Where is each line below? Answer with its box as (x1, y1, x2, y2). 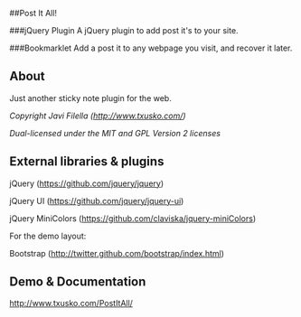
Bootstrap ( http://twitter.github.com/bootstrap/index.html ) (9, 247, 224, 258)
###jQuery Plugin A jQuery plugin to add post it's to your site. (9, 25, 239, 35)
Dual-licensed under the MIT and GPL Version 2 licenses (9, 127, 221, 138)
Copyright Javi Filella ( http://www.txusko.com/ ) (9, 110, 187, 121)
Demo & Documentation (9, 275, 146, 290)
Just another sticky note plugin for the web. (9, 92, 172, 103)
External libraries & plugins (9, 154, 165, 170)
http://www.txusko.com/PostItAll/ (9, 298, 134, 309)
